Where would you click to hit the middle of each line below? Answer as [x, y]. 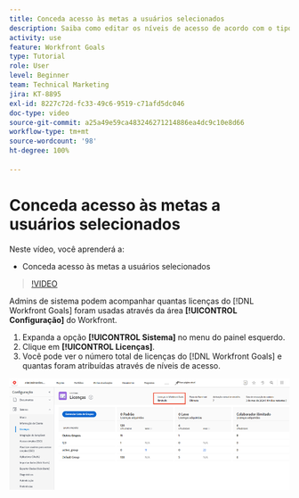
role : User [29, 66]
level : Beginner [39, 76]
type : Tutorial [37, 57]
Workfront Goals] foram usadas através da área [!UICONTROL [123, 310]
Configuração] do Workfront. [63, 320]
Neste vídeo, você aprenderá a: [67, 249]
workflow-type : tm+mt [49, 132]
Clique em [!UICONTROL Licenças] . [89, 346]
